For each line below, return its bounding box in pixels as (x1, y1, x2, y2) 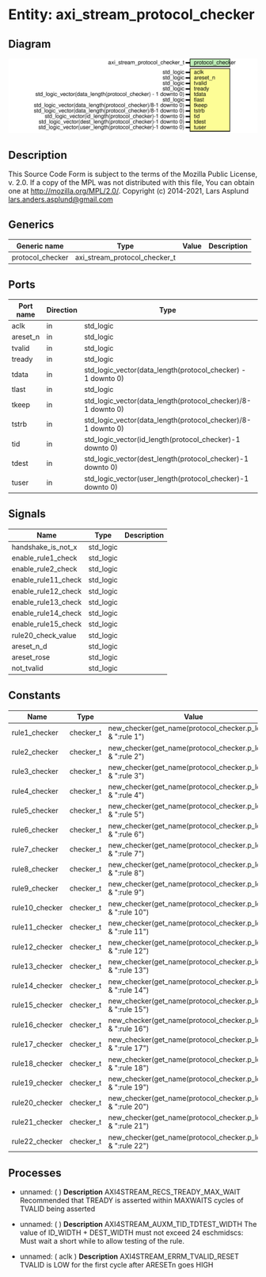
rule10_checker (11, 903, 63, 913)
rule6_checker (11, 825, 59, 835)
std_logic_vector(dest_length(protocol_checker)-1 (84, 454, 249, 463)
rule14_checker (11, 981, 63, 990)
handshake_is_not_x (11, 542, 78, 552)
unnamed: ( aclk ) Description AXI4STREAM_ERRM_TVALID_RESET (19, 1252, 240, 1261)
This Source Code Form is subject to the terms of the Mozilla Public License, (8, 169, 258, 179)
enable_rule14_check (11, 609, 82, 618)
